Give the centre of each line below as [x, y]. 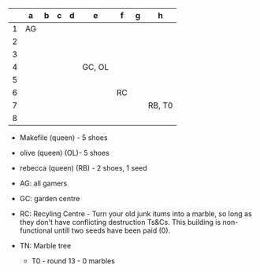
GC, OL [95, 67]
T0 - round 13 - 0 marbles [73, 261]
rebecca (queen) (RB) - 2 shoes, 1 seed [83, 168]
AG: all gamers [43, 183]
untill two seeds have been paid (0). [112, 230]
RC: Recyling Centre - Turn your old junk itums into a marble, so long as [136, 214]
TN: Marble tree [45, 246]
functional [36, 230]
